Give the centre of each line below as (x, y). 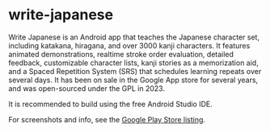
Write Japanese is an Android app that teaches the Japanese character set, (134, 37)
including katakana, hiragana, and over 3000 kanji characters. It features (129, 45)
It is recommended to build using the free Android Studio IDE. (110, 104)
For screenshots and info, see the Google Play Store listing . (107, 119)
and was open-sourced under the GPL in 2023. (87, 88)
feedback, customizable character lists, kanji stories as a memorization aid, (133, 63)
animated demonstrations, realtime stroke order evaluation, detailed (121, 54)
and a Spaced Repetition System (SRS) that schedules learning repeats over (135, 71)
